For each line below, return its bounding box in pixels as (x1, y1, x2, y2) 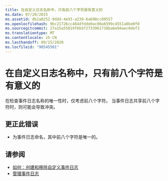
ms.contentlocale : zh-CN (5, 35, 57, 40)
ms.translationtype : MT (5, 30, 55, 35)
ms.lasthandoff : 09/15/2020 (5, 40, 64, 45)
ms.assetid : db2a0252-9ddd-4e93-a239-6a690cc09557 (5, 16, 113, 21)
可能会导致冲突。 (22, 103, 58, 110)
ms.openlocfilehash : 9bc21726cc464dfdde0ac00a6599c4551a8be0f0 (5, 21, 140, 26)
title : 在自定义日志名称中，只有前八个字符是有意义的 (5, 7, 103, 12)
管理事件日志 (12, 170, 39, 176)
